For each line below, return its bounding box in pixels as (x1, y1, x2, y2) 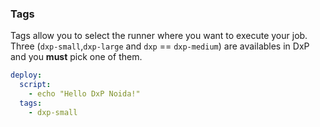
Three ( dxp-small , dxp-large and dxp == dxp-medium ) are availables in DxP (10, 40, 310, 52)
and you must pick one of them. (10, 51, 143, 63)
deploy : (10, 70, 43, 81)
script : (19, 80, 52, 90)
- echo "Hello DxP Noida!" (28, 89, 141, 99)
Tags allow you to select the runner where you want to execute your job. (10, 30, 308, 42)
